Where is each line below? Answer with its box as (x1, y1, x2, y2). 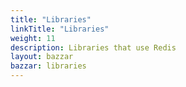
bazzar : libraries (10, 61, 87, 71)
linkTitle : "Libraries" (10, 24, 110, 34)
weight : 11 (10, 33, 56, 43)
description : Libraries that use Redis (10, 42, 177, 53)
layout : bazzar (10, 52, 74, 62)
